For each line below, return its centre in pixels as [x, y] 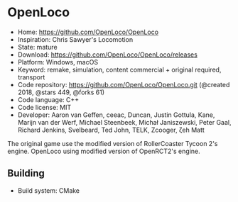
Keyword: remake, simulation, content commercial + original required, [119, 69]
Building [26, 173]
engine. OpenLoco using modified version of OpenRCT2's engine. [104, 151]
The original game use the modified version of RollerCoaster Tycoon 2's [113, 143]
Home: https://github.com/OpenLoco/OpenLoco [88, 32]
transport [31, 77]
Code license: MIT [44, 107]
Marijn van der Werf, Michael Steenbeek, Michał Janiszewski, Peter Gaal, [125, 122]
